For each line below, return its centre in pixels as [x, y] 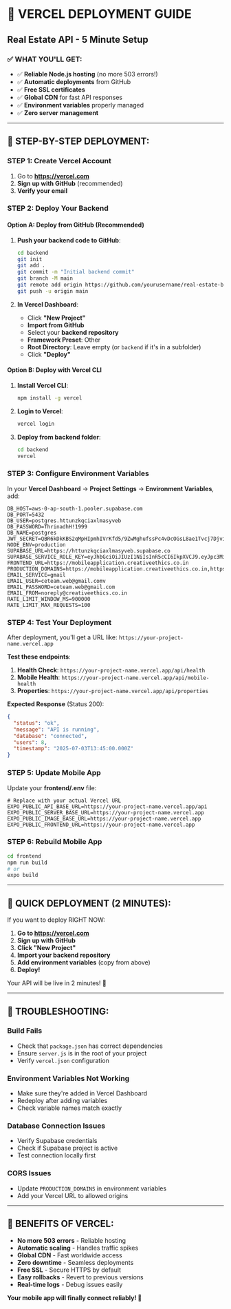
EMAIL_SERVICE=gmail [37, 575]
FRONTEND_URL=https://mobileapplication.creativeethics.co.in [98, 563]
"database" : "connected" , [51, 736]
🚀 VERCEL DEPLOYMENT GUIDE [100, 14]
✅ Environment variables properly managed [80, 105]
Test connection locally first [56, 1155]
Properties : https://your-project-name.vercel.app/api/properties [113, 691]
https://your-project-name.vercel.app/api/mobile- [135, 678]
